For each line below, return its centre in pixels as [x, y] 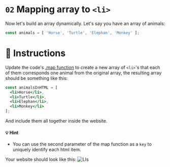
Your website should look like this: [41, 159]
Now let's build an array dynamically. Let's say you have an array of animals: [85, 23]
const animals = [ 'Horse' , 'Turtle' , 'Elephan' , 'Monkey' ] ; [72, 33]
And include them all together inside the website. [56, 121]
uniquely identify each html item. [47, 150]
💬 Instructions [36, 53]
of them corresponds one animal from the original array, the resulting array [83, 73]
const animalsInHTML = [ [31, 88]
